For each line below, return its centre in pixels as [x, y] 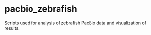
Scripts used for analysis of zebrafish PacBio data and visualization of [75, 23]
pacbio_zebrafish [41, 9]
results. [12, 28]
